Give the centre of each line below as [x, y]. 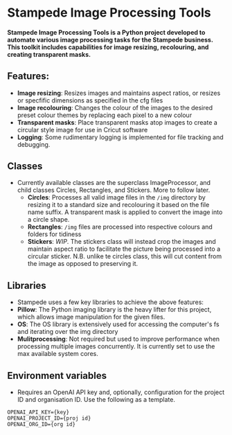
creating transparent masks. [49, 54]
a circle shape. [48, 220]
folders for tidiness [54, 234]
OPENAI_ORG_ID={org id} [42, 425]
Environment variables [57, 375]
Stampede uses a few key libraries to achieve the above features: [110, 302]
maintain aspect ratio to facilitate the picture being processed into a [124, 249]
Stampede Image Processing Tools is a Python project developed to [106, 32]
